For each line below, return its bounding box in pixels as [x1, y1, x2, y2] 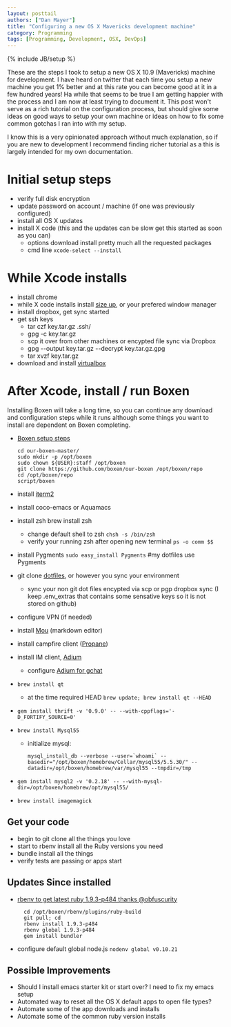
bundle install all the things [17, 849, 94, 857]
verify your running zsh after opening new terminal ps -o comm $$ [27, 537, 214, 546]
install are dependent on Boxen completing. [7, 421, 131, 429]
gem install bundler [23, 932, 83, 939]
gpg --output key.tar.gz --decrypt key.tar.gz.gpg [27, 345, 165, 352]
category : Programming [7, 29, 72, 37]
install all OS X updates [17, 217, 83, 225]
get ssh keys [17, 315, 54, 323]
